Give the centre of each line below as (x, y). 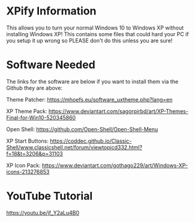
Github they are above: (34, 88)
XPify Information (51, 11)
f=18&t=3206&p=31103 (34, 153)
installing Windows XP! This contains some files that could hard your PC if (97, 34)
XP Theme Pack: (27, 111)
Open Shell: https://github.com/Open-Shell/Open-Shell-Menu (82, 129)
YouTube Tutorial (49, 196)
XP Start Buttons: (28, 141)
